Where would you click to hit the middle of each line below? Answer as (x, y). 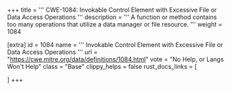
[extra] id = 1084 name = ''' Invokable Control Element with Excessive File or (115, 45)
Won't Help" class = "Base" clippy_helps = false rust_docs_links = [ (102, 66)
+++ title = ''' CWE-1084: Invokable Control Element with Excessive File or (112, 10)
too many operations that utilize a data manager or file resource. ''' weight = (115, 24)
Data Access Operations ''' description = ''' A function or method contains (112, 17)
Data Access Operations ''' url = (53, 52)
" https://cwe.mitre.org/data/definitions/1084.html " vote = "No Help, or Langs (115, 59)
